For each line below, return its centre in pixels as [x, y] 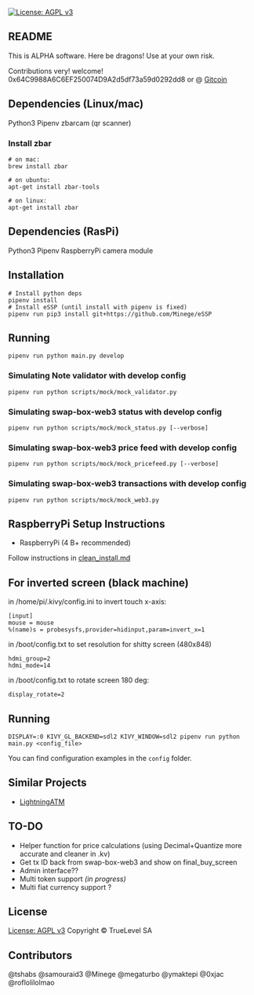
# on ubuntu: [29, 180]
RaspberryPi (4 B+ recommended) [75, 543]
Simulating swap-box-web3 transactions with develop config [127, 484]
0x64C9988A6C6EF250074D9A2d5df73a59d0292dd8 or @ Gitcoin [118, 79]
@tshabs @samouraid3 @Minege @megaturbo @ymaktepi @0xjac [116, 975]
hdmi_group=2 [29, 659]
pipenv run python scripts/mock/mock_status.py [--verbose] [109, 428]
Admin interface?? [49, 870]
